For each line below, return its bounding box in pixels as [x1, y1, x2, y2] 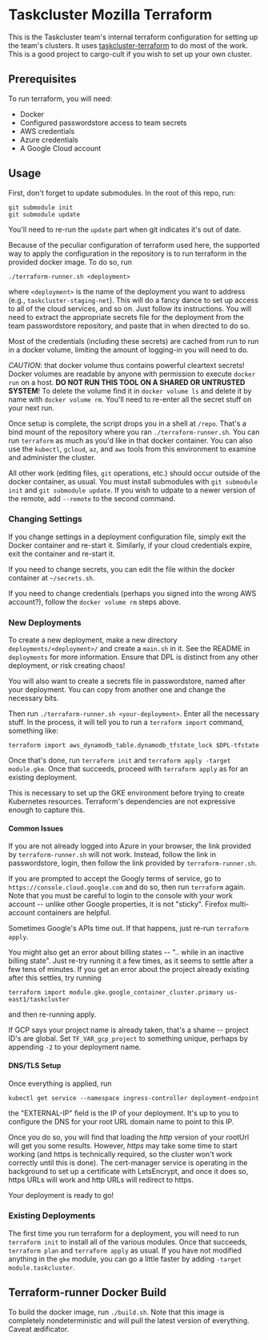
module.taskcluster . [8, 1262, 75, 1272]
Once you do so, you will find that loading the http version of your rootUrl [8, 1132, 250, 1142]
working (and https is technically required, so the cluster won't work [8, 1149, 234, 1159]
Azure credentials [19, 135, 78, 144]
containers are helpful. [37, 908, 112, 917]
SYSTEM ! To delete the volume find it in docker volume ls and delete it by [8, 386, 252, 395]
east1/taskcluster [8, 996, 70, 1004]
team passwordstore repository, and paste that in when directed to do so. [8, 321, 250, 330]
